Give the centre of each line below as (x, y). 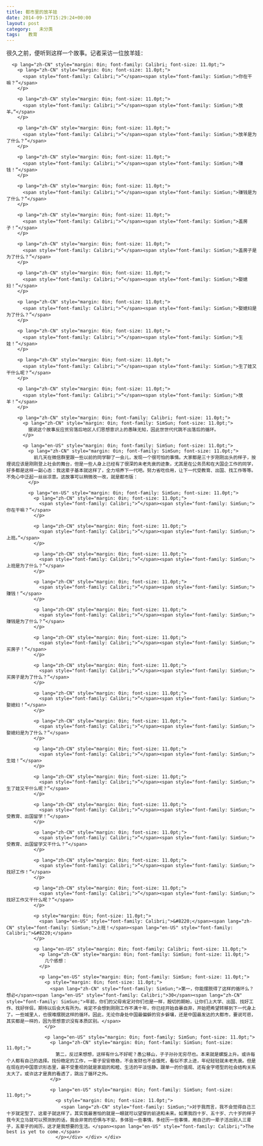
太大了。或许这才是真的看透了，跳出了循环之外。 (59, 1074)
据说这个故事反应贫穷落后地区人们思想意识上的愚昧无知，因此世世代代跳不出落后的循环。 (124, 430)
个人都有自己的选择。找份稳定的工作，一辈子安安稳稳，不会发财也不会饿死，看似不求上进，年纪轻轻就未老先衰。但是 (131, 1061)
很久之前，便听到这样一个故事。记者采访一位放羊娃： (76, 53)
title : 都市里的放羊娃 (32, 12)
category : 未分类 (30, 29)
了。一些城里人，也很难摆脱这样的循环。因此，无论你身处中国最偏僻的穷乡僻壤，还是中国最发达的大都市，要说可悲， (131, 1015)
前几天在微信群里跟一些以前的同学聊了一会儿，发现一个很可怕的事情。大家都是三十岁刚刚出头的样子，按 (145, 458)
